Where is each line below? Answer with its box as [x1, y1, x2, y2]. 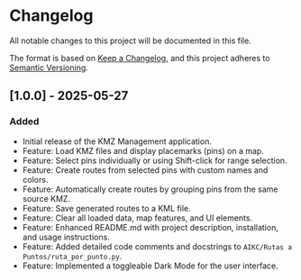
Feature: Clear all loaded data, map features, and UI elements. [22, 212, 253, 223]
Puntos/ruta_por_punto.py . [22, 250, 123, 261]
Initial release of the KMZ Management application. [22, 136, 212, 147]
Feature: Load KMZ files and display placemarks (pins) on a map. [22, 145, 264, 156]
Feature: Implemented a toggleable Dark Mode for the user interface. [22, 260, 279, 271]
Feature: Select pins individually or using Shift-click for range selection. [22, 155, 287, 166]
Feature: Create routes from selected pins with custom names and [22, 164, 269, 176]
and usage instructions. [22, 231, 110, 242]
